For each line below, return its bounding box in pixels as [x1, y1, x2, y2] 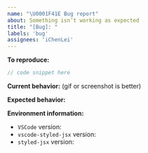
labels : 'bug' [7, 29, 49, 37]
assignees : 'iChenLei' [7, 36, 74, 44]
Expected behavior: [7, 95, 66, 104]
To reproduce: [7, 55, 50, 64]
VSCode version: [17, 123, 62, 131]
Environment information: [7, 109, 84, 117]
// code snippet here [7, 69, 71, 76]
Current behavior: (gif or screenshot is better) [7, 82, 142, 90]
